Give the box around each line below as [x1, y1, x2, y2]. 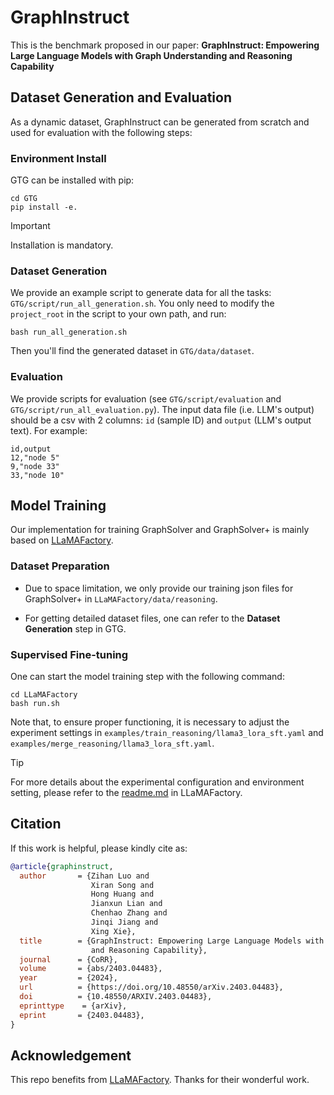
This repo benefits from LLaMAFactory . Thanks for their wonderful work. [10, 1074, 310, 1086]
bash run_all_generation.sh [10, 327, 128, 338]
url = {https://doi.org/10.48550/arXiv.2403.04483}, [19, 982, 284, 993]
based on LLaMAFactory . [10, 534, 114, 546]
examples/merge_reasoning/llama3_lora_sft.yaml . [10, 737, 215, 750]
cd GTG [10, 194, 38, 204]
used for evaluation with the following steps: [10, 126, 193, 138]
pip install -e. [10, 202, 78, 213]
